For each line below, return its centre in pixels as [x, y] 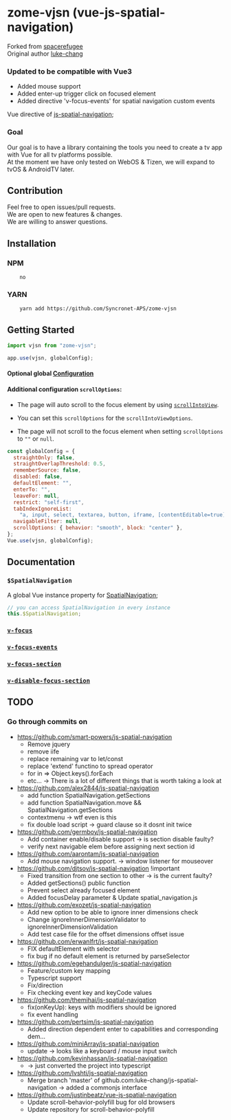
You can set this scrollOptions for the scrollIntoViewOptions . [105, 418]
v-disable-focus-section [49, 681]
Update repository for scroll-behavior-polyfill [91, 1109]
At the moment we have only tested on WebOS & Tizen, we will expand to [111, 162]
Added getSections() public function [79, 883]
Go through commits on [47, 722]
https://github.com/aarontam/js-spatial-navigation [88, 853]
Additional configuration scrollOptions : [65, 389]
